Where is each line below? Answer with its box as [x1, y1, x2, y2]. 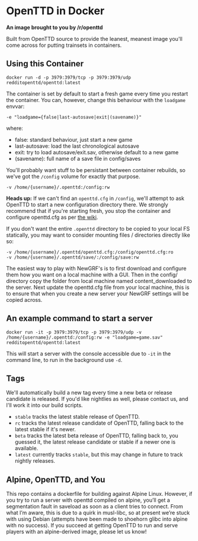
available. [14, 445, 39, 452]
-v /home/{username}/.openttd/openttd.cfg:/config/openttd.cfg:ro [6, 249, 174, 255]
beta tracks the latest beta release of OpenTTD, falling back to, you [14, 432, 179, 440]
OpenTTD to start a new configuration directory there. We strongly [6, 201, 168, 208]
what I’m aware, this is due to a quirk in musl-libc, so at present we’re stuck [6, 509, 190, 517]
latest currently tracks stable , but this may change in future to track [14, 451, 183, 458]
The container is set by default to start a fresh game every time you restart [6, 90, 189, 97]
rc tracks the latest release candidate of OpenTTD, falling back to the [14, 419, 184, 427]
